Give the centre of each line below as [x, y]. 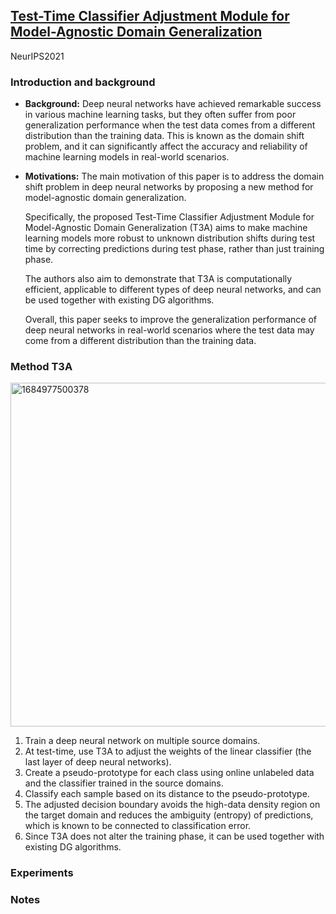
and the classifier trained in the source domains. [124, 783]
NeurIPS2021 [37, 56]
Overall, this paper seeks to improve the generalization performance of [170, 320]
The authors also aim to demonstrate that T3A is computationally [158, 279]
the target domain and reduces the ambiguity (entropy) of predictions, [169, 815]
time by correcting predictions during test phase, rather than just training [174, 249]
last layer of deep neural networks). [98, 762]
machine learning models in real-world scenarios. [127, 157]
